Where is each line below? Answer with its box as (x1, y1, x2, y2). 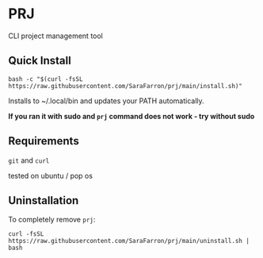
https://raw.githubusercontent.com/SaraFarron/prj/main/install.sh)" (8, 82, 243, 90)
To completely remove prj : (8, 215, 96, 225)
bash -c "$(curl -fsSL (8, 75, 83, 83)
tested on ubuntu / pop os (8, 171, 93, 180)
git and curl (8, 156, 50, 165)
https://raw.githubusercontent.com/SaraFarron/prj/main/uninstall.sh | (8, 237, 250, 245)
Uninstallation (8, 194, 79, 207)
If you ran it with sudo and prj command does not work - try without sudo (8, 111, 255, 121)
